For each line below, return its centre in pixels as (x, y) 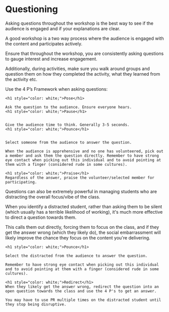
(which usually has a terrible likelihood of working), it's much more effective (84, 212)
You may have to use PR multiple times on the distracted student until (83, 300)
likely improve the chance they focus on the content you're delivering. (78, 237)
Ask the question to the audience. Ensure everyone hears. (69, 107)
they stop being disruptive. (36, 304)
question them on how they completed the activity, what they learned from (83, 74)
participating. (21, 182)
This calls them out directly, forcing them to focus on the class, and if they (82, 227)
